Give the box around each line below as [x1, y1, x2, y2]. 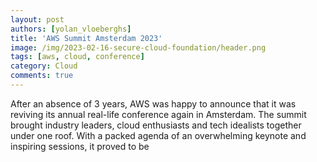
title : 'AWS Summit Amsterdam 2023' [10, 33, 163, 43]
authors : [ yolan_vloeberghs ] [10, 24, 132, 34]
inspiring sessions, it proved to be [10, 140, 150, 152]
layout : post [10, 14, 65, 25]
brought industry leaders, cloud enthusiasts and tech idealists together [10, 119, 302, 131]
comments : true [10, 71, 74, 81]
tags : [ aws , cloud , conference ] [10, 52, 145, 62]
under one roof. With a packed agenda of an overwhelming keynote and [10, 129, 307, 141]
